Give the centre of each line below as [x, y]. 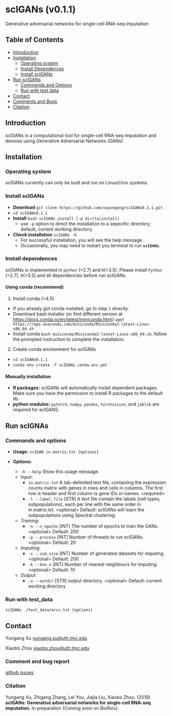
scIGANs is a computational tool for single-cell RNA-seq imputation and [81, 135]
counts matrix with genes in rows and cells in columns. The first [95, 488]
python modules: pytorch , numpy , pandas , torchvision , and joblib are [86, 404]
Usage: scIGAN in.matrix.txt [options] [56, 451]
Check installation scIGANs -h [45, 234]
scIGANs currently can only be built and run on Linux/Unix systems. [77, 183]
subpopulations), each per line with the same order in [84, 504]
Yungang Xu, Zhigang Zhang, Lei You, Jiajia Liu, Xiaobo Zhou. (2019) [78, 697]
